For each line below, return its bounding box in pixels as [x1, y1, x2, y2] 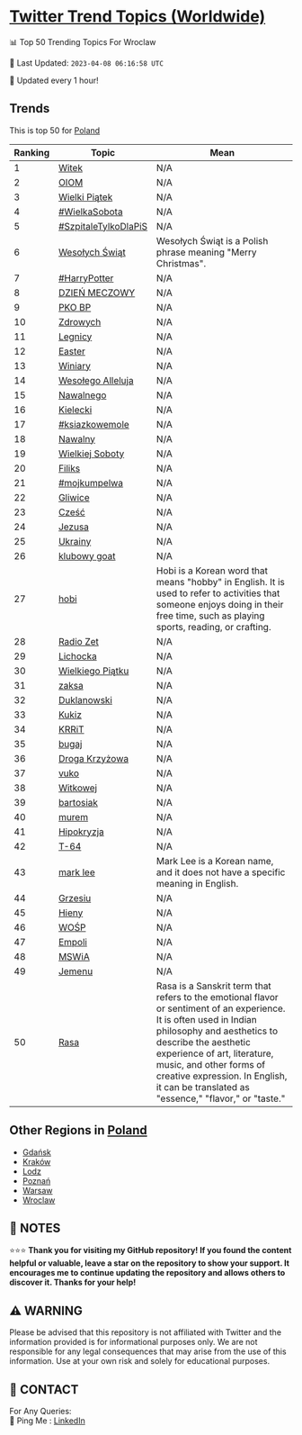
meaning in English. [155, 877, 239, 889]
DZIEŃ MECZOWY [58, 286, 136, 299]
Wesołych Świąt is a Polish [155, 234, 269, 247]
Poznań [22, 1175, 51, 1186]
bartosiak [58, 796, 99, 808]
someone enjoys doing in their [155, 598, 284, 610]
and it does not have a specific [155, 866, 286, 879]
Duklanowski [58, 693, 112, 706]
